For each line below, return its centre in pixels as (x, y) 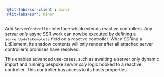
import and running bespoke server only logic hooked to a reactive (73, 64)
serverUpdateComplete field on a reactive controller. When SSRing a (74, 39)
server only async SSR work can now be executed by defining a (70, 34)
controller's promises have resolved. (42, 49)
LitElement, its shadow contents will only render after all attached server (79, 44)
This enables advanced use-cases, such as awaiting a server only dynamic (82, 59)
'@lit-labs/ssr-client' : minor (38, 10)
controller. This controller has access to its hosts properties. (67, 69)
